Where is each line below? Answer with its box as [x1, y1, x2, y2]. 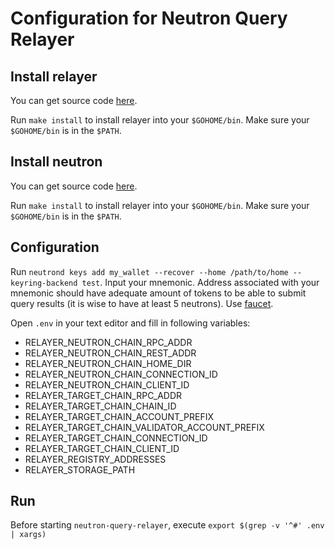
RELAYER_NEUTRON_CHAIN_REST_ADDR [24, 347, 197, 359]
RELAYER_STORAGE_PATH [24, 463, 136, 476]
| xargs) [10, 530, 47, 540]
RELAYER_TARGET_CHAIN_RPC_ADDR [24, 389, 183, 401]
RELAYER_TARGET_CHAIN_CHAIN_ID [24, 400, 177, 412]
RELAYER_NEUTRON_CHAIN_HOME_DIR [24, 357, 192, 369]
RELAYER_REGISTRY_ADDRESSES [24, 453, 167, 465]
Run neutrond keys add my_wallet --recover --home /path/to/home [10, 265, 289, 277]
